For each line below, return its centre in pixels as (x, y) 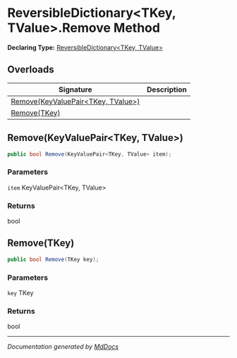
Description (167, 89)
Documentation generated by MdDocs (63, 347)
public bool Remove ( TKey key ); (53, 259)
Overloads (31, 69)
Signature (75, 89)
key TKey (20, 293)
